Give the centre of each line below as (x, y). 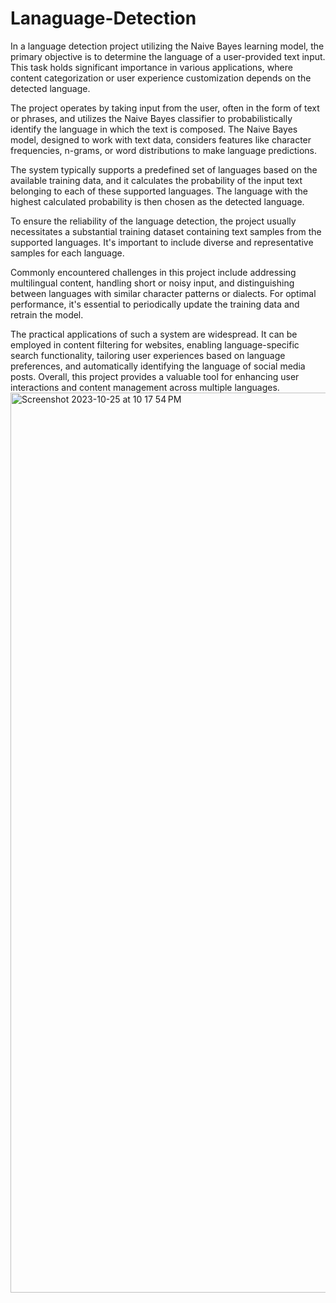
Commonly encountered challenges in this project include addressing (153, 272)
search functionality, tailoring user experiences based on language (148, 355)
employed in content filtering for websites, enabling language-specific (155, 344)
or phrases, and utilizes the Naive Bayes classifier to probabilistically (151, 118)
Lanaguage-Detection (103, 18)
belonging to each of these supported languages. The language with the (159, 191)
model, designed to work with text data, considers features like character (161, 139)
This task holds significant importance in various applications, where (151, 67)
